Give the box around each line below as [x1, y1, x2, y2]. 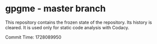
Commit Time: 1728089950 [5, 34, 62, 40]
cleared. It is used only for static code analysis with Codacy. [5, 24, 129, 30]
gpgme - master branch [5, 3, 106, 14]
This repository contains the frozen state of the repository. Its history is [5, 19, 152, 25]
